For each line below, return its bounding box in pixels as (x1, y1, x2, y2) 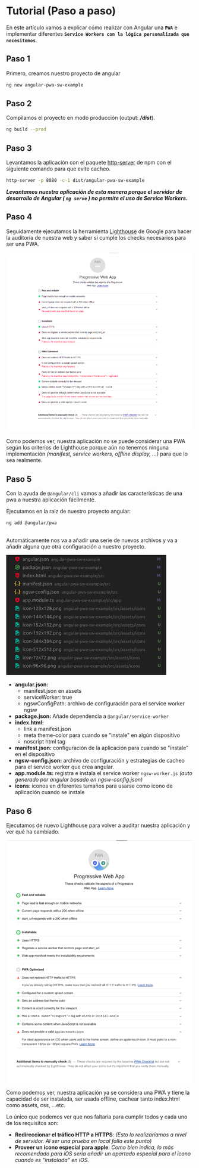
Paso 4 (6, 212, 33, 222)
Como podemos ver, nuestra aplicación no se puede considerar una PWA (6, 438, 186, 445)
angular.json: (14, 681, 49, 688)
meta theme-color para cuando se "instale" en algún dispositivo (23, 732, 180, 739)
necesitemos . (6, 36, 37, 44)
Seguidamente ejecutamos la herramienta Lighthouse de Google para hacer (6, 228, 192, 235)
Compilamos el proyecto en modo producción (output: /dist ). (6, 114, 156, 122)
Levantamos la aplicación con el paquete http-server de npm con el (6, 159, 172, 166)
